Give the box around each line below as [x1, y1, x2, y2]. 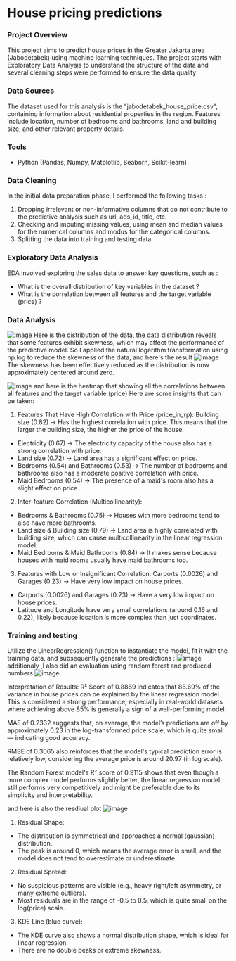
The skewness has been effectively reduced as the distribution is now [7, 360, 209, 369]
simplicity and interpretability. [7, 791, 93, 799]
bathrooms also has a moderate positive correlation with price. [17, 469, 199, 477]
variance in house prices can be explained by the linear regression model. [7, 690, 221, 699]
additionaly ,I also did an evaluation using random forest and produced [7, 661, 211, 670]
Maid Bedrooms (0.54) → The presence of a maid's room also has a [17, 476, 214, 485]
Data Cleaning [7, 176, 57, 185]
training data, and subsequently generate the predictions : [7, 654, 176, 663]
